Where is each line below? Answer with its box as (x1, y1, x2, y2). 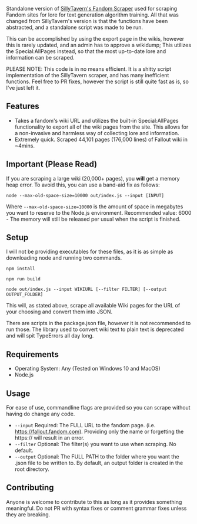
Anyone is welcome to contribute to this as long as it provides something (6, 498, 182, 505)
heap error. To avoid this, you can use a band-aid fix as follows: (6, 181, 160, 188)
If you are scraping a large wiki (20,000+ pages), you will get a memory (6, 175, 181, 182)
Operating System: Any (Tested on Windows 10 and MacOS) (14, 365, 161, 372)
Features (6, 101, 39, 112)
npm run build (6, 276, 41, 282)
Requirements (6, 349, 59, 359)
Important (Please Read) (6, 159, 98, 169)
